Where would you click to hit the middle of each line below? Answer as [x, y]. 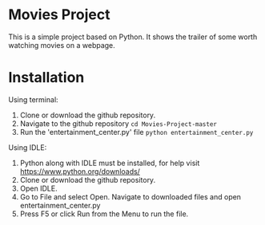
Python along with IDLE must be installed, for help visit [110, 163]
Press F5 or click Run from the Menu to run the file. [104, 214]
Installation [46, 78]
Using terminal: [33, 99]
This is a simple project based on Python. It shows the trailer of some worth [133, 37]
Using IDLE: [28, 147]
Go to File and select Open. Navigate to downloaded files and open [130, 196]
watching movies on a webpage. [62, 45]
